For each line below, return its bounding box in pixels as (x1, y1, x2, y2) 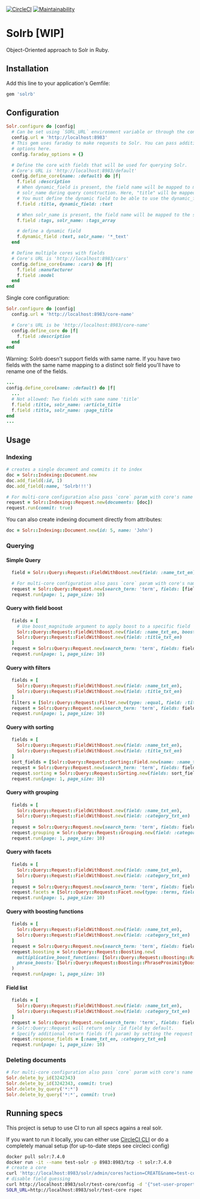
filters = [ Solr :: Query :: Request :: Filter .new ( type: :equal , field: (11, 700, 183, 706)
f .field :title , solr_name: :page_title (11, 407, 113, 413)
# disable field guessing (6, 1176, 70, 1182)
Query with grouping (6, 789, 59, 796)
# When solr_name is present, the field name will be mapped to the (17, 212, 190, 218)
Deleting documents (6, 1056, 67, 1064)
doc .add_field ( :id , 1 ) (6, 477, 62, 484)
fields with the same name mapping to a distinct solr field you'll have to (6, 362, 180, 369)
